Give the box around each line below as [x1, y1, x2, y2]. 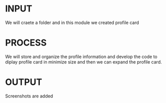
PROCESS [5, 37, 47, 48]
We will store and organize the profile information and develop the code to [5, 53, 158, 59]
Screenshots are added [5, 93, 53, 99]
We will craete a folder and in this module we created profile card [5, 19, 139, 25]
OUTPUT [5, 76, 42, 88]
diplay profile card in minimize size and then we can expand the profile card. [5, 58, 162, 65]
